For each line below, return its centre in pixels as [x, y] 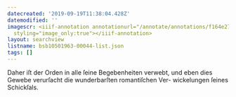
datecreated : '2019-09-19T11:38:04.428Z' [69, 14]
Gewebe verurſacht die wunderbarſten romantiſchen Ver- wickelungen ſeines [118, 80]
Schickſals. [23, 87]
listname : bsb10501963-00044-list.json [66, 46]
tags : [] [20, 53]
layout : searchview [36, 40]
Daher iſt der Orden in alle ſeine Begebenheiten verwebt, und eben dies [110, 72]
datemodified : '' [33, 20]
